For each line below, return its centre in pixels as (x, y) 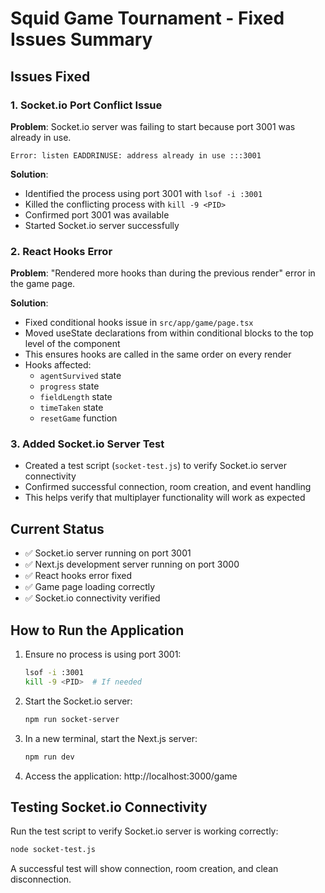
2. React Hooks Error (61, 251)
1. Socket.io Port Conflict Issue (86, 105)
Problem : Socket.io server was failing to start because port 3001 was (153, 126)
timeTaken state (71, 408)
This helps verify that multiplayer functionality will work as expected (165, 498)
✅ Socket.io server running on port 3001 (108, 553)
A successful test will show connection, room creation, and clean (144, 869)
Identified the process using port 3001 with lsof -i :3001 (143, 193)
